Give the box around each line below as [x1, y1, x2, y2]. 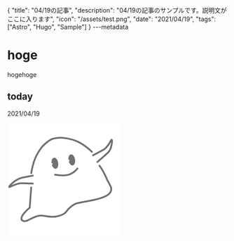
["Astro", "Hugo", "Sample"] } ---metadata [7, 23, 129, 31]
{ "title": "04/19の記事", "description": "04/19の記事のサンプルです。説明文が [7, 6, 228, 14]
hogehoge [7, 70, 37, 78]
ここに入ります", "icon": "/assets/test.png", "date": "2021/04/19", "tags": [7, 15, 216, 23]
